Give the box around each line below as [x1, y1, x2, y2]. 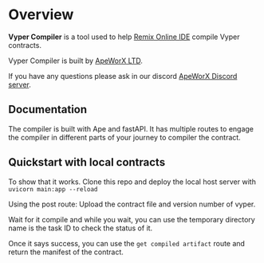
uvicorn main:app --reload [8, 185, 98, 193]
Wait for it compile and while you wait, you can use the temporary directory [8, 214, 255, 224]
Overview [8, 6, 74, 24]
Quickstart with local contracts [8, 155, 166, 169]
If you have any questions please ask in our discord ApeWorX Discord [8, 71, 238, 80]
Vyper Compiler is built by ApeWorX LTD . [8, 56, 144, 65]
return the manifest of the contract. [8, 247, 124, 257]
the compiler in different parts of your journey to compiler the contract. [8, 132, 241, 142]
